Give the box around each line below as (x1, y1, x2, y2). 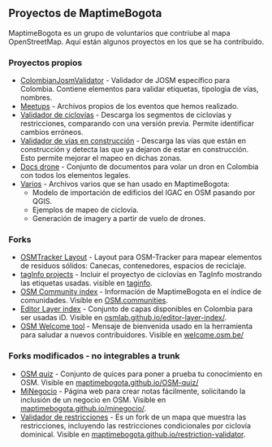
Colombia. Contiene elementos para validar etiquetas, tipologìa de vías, (19, 85, 259, 94)
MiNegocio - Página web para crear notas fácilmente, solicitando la (19, 386, 246, 396)
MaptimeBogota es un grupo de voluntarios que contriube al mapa (8, 28, 231, 37)
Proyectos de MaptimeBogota (8, 7, 162, 20)
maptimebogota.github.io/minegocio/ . (19, 403, 147, 413)
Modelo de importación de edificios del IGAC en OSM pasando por (32, 188, 256, 197)
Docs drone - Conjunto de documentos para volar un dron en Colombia (19, 162, 259, 171)
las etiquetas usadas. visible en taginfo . (19, 278, 153, 288)
